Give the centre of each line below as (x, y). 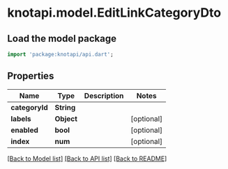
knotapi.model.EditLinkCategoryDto (114, 13)
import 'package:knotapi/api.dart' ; (60, 54)
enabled (24, 130)
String (65, 107)
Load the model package (62, 39)
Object (66, 118)
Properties (31, 76)
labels (21, 118)
